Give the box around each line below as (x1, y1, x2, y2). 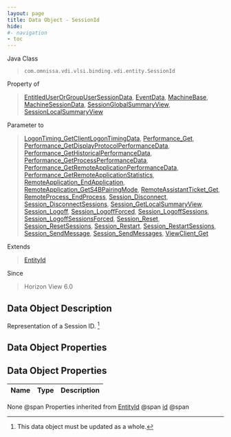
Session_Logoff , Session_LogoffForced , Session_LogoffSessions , (23, 208, 210, 216)
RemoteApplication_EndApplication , (23, 178, 126, 186)
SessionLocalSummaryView (23, 108, 103, 116)
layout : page (7, 10, 45, 17)
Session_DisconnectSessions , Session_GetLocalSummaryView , (23, 200, 203, 208)
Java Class (7, 54, 38, 63)
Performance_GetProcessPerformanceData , (23, 156, 149, 165)
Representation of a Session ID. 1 (7, 320, 100, 330)
